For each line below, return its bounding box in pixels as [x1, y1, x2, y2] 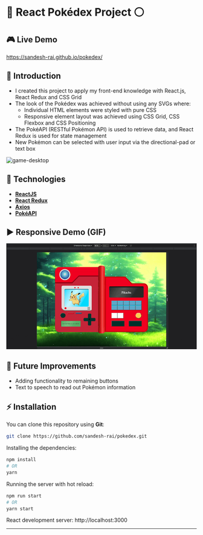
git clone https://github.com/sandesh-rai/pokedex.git [6, 433, 147, 439]
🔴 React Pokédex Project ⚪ [6, 5, 145, 19]
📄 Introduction [6, 71, 62, 81]
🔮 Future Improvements [6, 361, 97, 372]
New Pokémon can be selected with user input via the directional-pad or [14, 138, 196, 146]
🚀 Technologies [6, 174, 66, 185]
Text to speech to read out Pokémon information [14, 383, 136, 391]
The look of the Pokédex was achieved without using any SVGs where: [14, 100, 192, 107]
